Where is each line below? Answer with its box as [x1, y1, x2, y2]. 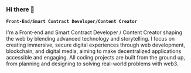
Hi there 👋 [6, 5, 35, 14]
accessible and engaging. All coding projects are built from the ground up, [6, 54, 186, 61]
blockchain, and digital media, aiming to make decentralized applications [6, 48, 182, 55]
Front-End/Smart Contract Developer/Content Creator [6, 19, 138, 25]
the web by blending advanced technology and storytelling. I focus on [6, 35, 175, 42]
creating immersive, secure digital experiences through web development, [6, 41, 186, 49]
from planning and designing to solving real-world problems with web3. [6, 60, 179, 67]
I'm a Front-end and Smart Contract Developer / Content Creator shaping [6, 29, 183, 36]
